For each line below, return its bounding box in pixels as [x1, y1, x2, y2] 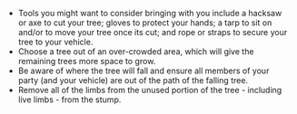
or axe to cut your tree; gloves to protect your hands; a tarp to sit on [17, 17, 272, 28]
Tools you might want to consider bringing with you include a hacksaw [17, 8, 282, 18]
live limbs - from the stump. [17, 94, 122, 105]
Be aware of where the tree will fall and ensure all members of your [17, 65, 270, 76]
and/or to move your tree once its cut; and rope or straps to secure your [17, 27, 288, 37]
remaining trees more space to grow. [17, 56, 156, 66]
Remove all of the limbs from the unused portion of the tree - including [17, 85, 282, 95]
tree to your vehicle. [17, 36, 94, 47]
